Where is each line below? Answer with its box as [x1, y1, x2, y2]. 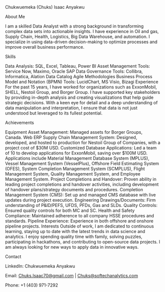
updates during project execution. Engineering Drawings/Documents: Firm [5, 197, 156, 203]
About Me [5, 14, 26, 19]
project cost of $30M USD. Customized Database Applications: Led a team [5, 145, 157, 150]
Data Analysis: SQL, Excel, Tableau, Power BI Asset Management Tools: [5, 63, 150, 69]
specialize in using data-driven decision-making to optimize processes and [5, 39, 158, 45]
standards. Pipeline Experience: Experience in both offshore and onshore [5, 218, 154, 224]
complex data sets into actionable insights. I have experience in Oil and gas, [5, 29, 159, 34]
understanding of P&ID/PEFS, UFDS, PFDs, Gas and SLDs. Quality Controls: [5, 203, 158, 208]
